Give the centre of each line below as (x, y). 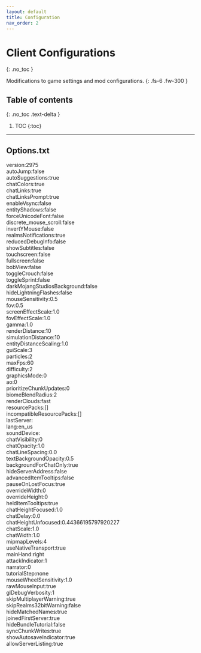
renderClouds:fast (28, 401)
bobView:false (24, 267)
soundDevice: (23, 433)
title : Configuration (33, 17)
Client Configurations (61, 53)
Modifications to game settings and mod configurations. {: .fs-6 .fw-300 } (97, 81)
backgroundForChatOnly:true (42, 465)
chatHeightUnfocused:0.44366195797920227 (63, 522)
